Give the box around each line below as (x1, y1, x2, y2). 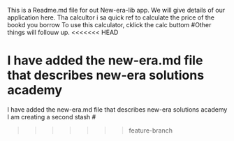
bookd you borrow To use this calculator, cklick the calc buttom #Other (7, 21, 212, 29)
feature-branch (129, 126, 173, 135)
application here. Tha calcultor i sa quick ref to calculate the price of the (7, 13, 215, 22)
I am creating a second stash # (7, 112, 96, 121)
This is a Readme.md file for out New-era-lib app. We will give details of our (7, 6, 226, 14)
